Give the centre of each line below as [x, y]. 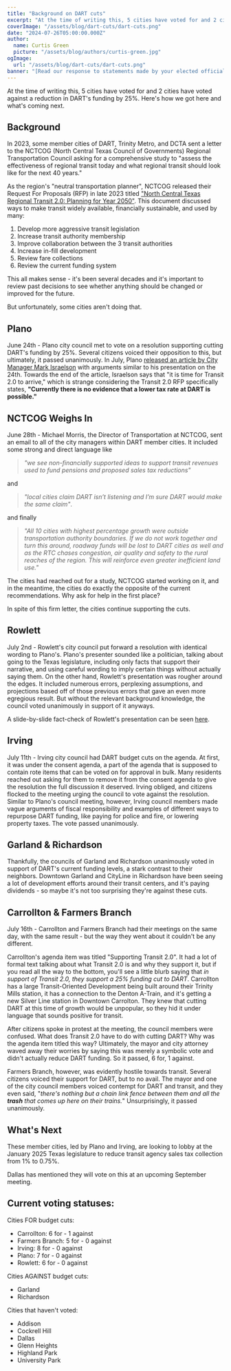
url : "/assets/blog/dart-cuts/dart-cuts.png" [80, 65]
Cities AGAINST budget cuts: [48, 1276]
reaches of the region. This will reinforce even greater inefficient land [122, 560]
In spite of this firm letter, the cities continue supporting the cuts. [99, 609]
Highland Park [37, 1352]
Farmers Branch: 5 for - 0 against [64, 1241]
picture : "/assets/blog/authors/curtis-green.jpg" [87, 52]
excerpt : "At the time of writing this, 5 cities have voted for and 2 [112, 20]
